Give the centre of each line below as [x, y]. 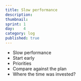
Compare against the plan [39, 68]
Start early [24, 58]
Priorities [22, 63]
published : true [22, 38]
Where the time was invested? [44, 74]
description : [19, 15]
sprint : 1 [16, 24]
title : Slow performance [31, 10]
